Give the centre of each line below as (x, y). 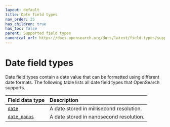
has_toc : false (21, 29)
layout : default (22, 10)
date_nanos (21, 117)
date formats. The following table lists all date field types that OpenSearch (82, 82)
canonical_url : (21, 38)
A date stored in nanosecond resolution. (97, 116)
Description (64, 100)
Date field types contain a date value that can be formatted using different (82, 77)
